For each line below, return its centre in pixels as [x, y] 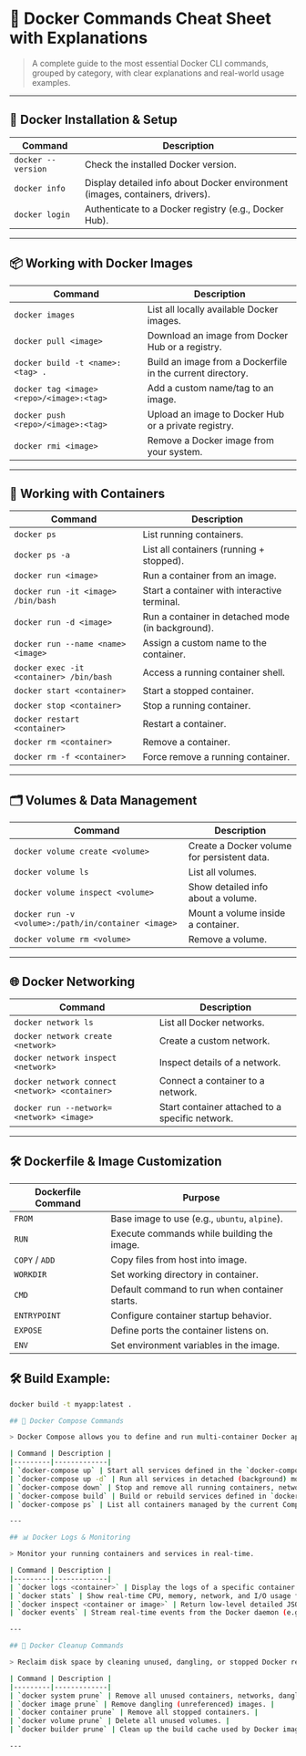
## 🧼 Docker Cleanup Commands [67, 1646]
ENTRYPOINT [37, 1315]
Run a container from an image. [209, 576]
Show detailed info [228, 887]
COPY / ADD [35, 1260]
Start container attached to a [220, 1107]
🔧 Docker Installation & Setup [93, 120]
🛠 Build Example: [60, 1379]
